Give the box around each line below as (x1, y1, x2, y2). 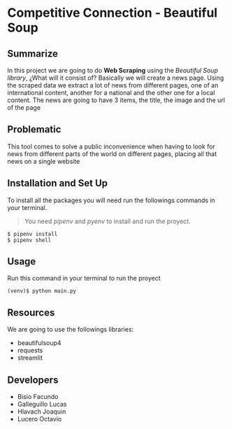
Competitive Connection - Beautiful (7, 5, 218, 21)
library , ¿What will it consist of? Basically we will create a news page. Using (7, 73, 224, 82)
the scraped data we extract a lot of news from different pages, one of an (7, 81, 219, 89)
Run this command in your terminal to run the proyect (7, 274, 161, 283)
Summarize (7, 48, 58, 59)
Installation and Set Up (7, 177, 108, 190)
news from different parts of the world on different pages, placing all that (7, 149, 217, 158)
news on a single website (7, 157, 80, 165)
